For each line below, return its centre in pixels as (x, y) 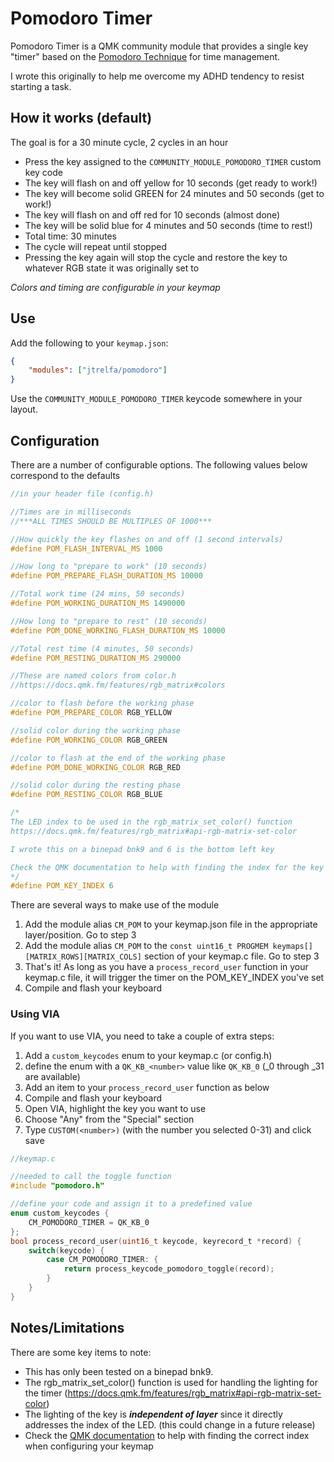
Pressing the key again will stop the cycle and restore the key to (156, 257)
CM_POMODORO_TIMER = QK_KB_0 (89, 1222)
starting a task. (41, 86)
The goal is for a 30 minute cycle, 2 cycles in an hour (119, 142)
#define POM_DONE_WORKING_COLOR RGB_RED (96, 767)
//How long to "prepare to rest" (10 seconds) (109, 621)
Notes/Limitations (67, 1328)
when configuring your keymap (89, 1446)
